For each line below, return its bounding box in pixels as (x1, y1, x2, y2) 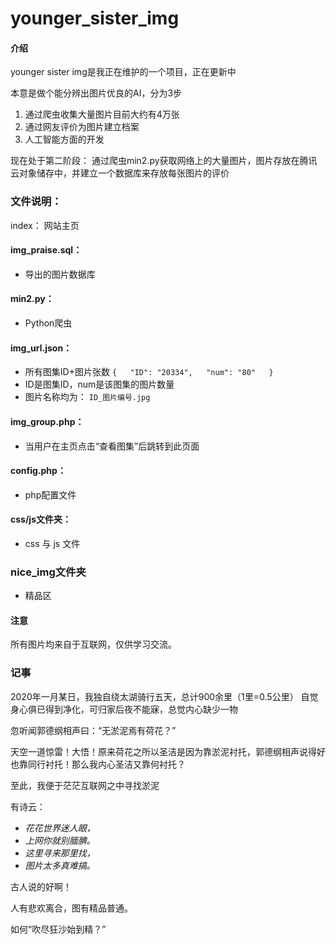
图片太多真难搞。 (24, 859, 96, 871)
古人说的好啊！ (10, 880, 72, 892)
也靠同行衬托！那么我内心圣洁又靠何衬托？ (10, 758, 186, 770)
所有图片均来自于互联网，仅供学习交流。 (10, 638, 177, 651)
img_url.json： (10, 342, 73, 354)
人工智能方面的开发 (24, 133, 105, 146)
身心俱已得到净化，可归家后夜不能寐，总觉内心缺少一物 (10, 703, 238, 715)
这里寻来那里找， (24, 847, 96, 859)
